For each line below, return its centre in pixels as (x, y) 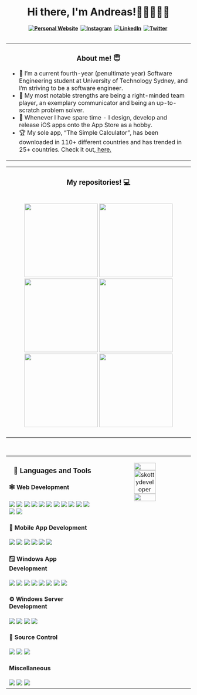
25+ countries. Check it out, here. (65, 149)
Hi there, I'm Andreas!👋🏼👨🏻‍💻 (98, 12)
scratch (29, 110)
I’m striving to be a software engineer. (71, 88)
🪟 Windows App (33, 558)
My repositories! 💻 (98, 182)
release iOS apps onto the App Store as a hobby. (86, 125)
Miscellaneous (30, 668)
